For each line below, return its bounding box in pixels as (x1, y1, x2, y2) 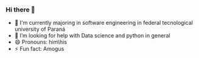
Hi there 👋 (5, 5, 36, 14)
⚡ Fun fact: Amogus (14, 45, 65, 53)
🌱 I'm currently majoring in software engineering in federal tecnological (14, 19, 193, 27)
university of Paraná (14, 25, 65, 33)
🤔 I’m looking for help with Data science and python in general (14, 32, 171, 39)
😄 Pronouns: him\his (14, 39, 68, 46)
